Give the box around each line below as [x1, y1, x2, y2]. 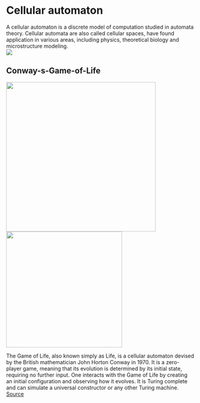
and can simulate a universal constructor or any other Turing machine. [6, 384, 179, 391]
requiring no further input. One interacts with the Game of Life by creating [6, 371, 188, 378]
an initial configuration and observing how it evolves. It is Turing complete [6, 377, 188, 384]
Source [6, 390, 24, 398]
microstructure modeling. [6, 42, 69, 50]
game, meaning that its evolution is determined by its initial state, [23, 365, 182, 372]
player [6, 365, 22, 372]
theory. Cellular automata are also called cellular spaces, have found [6, 29, 175, 36]
